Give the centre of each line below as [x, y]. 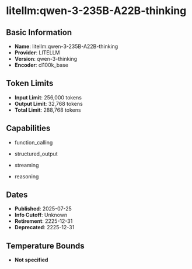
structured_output [36, 154]
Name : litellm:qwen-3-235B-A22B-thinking [66, 46]
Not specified [31, 260]
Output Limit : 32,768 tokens [48, 104]
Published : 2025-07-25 [43, 209]
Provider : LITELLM [37, 53]
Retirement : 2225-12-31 [43, 221]
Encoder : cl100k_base [41, 65]
